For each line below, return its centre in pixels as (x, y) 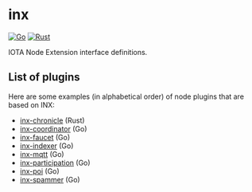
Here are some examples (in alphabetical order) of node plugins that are (126, 96)
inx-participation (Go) (55, 163)
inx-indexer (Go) (47, 146)
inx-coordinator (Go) (53, 128)
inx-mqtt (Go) (42, 154)
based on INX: (32, 104)
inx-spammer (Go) (50, 179)
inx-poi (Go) (39, 171)
